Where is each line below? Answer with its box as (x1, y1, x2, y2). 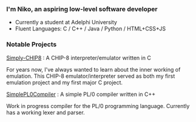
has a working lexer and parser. (6, 109, 85, 116)
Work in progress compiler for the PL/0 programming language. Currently (6, 102, 190, 109)
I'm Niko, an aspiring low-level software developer (6, 5, 158, 13)
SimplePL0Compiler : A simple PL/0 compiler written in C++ (6, 90, 156, 98)
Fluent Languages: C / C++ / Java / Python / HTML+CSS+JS (15, 25, 166, 32)
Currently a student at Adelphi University (15, 19, 117, 26)
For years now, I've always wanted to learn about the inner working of (6, 66, 181, 73)
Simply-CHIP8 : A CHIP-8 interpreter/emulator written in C (6, 54, 152, 61)
